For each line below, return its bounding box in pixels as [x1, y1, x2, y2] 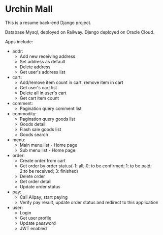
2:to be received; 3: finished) [19, 168, 79, 174]
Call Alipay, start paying [19, 194, 68, 200]
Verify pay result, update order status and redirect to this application [19, 199, 159, 205]
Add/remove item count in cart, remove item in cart [19, 79, 124, 85]
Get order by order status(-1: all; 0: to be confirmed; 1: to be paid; [19, 163, 152, 169]
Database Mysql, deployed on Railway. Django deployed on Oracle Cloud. [5, 29, 155, 35]
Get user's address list [19, 69, 65, 75]
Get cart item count [19, 95, 59, 101]
